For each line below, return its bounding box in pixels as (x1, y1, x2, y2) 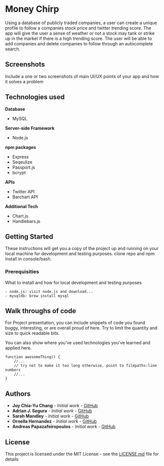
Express (12, 154, 29, 160)
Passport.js (12, 164, 35, 170)
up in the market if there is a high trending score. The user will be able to (5, 36, 152, 41)
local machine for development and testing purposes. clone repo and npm (5, 251, 155, 257)
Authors (5, 390, 31, 398)
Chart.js (12, 213, 28, 219)
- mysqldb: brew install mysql (5, 293, 69, 298)
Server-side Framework (5, 125, 55, 131)
